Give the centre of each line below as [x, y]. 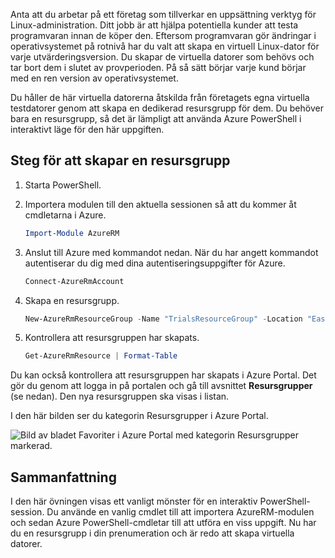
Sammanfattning [63, 477]
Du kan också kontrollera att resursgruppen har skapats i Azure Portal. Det [163, 375]
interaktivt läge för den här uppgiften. [87, 129]
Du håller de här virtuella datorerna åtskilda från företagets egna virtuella [160, 97]
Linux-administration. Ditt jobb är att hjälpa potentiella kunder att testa [154, 25]
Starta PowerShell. [63, 185]
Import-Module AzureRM [72, 233]
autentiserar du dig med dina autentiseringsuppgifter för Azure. [155, 263]
